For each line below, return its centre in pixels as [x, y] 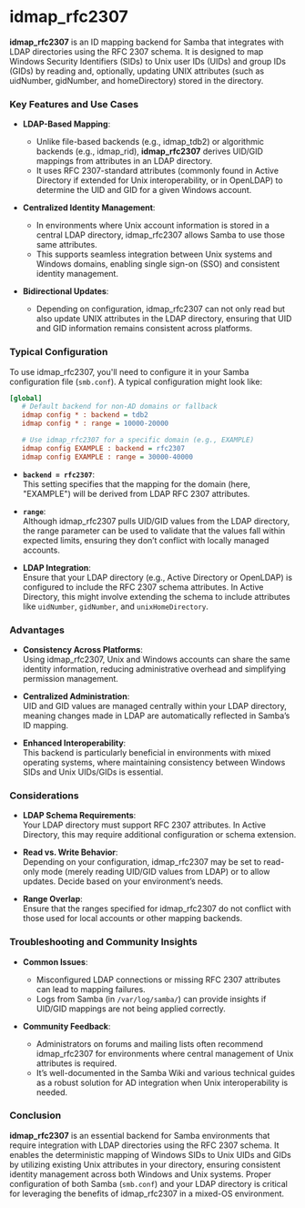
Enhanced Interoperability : [74, 743]
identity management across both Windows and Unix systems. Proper [140, 1174]
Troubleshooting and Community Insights [103, 942]
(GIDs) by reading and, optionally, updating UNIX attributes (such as [137, 71]
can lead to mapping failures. [91, 989]
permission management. [70, 678]
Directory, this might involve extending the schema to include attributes [156, 596]
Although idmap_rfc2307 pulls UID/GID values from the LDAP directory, [156, 521]
